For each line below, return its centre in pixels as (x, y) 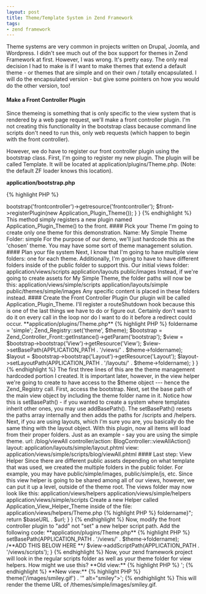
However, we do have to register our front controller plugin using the (93, 152)
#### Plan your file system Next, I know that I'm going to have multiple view (102, 252)
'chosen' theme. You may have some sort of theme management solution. (100, 245)
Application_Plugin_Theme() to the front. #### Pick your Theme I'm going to (103, 226)
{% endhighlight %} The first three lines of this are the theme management (101, 369)
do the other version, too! (38, 86)
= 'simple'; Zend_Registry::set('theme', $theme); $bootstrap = (84, 330)
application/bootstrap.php (41, 183)
